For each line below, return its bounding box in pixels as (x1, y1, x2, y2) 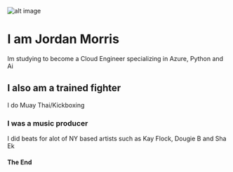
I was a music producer (7, 118, 88, 128)
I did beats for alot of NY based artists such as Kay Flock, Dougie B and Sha (7, 134, 227, 143)
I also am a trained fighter (7, 82, 121, 94)
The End (7, 158, 32, 166)
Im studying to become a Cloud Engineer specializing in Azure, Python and (7, 54, 223, 62)
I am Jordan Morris (7, 32, 119, 47)
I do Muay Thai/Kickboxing (7, 100, 85, 109)
